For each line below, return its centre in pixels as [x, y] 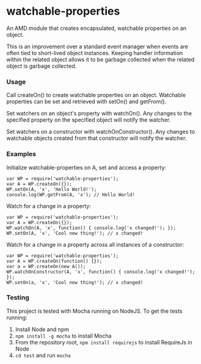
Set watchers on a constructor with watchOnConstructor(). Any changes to [101, 132]
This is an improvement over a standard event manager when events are [97, 46]
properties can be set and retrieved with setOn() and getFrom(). [86, 101]
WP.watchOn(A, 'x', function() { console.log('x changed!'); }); [91, 228]
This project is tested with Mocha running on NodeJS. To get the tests [94, 311]
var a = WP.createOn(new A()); [46, 266]
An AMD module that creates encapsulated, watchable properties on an [97, 28]
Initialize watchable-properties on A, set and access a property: [86, 167]
